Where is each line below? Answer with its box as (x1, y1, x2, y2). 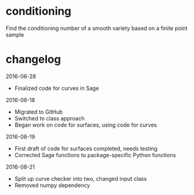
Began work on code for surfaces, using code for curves (14, 121, 157, 128)
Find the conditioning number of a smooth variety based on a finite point (5, 24, 188, 32)
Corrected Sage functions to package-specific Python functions (14, 151, 176, 158)
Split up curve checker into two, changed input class (14, 175, 147, 182)
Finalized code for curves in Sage (14, 84, 99, 92)
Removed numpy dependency (14, 182, 90, 189)
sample (5, 31, 24, 38)
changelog (5, 53, 62, 67)
